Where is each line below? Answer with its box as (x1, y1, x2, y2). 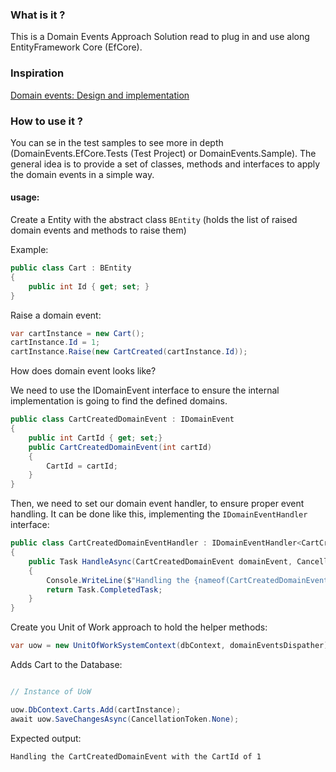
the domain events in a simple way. (10, 168, 155, 180)
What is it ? (10, 8, 66, 22)
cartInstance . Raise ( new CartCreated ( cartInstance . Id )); (10, 347, 248, 357)
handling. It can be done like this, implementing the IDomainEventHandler (10, 508, 308, 520)
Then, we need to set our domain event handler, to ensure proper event (10, 498, 305, 510)
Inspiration (10, 66, 65, 80)
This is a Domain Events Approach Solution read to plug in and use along (10, 31, 310, 43)
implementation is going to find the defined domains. (10, 395, 228, 407)
